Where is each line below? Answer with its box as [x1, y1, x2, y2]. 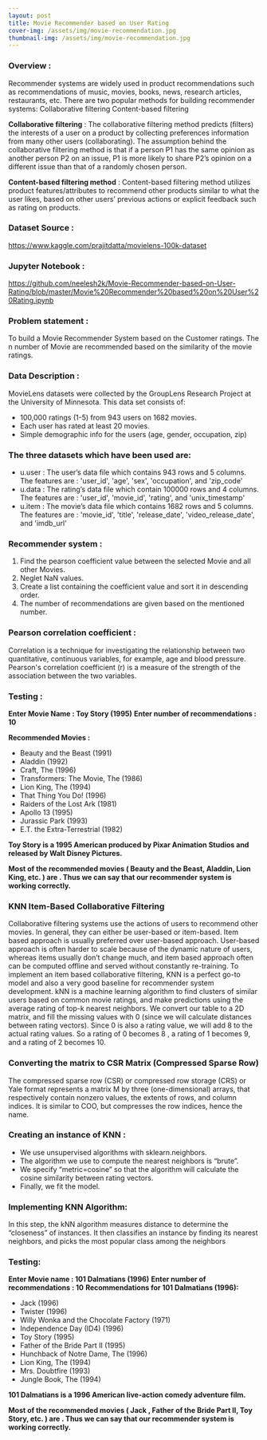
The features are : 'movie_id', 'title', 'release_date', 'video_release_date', [19, 510, 255, 519]
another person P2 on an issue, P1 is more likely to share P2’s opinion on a [8, 153, 253, 163]
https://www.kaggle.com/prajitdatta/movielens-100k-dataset [8, 240, 207, 250]
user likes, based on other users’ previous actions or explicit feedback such [8, 194, 257, 203]
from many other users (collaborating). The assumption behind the [8, 136, 227, 146]
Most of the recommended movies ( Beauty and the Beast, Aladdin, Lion [8, 863, 251, 874]
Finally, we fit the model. [19, 1182, 100, 1191]
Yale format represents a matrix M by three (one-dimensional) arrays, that [8, 1084, 250, 1094]
